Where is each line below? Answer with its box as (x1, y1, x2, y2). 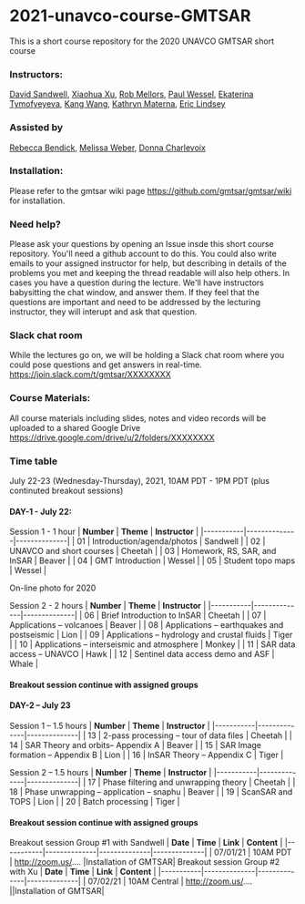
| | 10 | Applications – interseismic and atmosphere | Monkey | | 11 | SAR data (9, 639, 296, 650)
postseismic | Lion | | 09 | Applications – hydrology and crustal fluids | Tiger (9, 630, 293, 641)
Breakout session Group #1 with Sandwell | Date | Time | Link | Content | (9, 837, 283, 848)
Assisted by (9, 121, 64, 134)
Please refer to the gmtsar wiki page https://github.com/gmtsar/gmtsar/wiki (9, 185, 292, 196)
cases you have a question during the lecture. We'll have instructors (9, 277, 264, 288)
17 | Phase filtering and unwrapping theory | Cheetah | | (87, 776, 296, 788)
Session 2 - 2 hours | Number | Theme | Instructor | (9, 601, 207, 611)
